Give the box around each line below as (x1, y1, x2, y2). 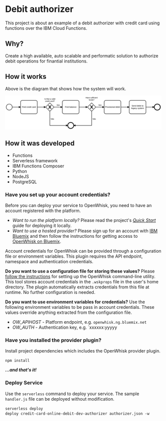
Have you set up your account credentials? (5, 191, 111, 198)
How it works (5, 72, 47, 81)
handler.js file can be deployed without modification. (5, 396, 115, 402)
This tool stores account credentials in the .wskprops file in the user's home (5, 279, 159, 284)
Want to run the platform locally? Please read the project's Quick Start (12, 217, 156, 223)
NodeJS (12, 173, 29, 179)
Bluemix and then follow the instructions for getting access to (12, 233, 138, 239)
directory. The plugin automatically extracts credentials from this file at (5, 284, 150, 290)
